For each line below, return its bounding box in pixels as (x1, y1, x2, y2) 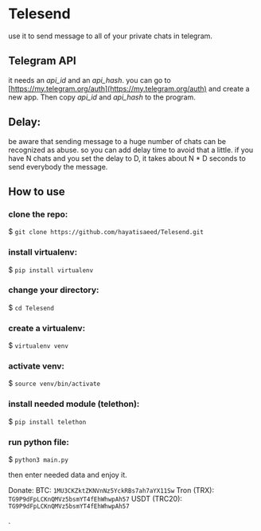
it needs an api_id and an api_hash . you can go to (8, 75, 171, 84)
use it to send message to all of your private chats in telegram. (8, 31, 213, 41)
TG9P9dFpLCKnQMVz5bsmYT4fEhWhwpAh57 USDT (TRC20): (8, 494, 183, 504)
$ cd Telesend (8, 303, 54, 312)
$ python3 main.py (8, 455, 69, 464)
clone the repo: (8, 209, 68, 220)
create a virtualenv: (8, 322, 86, 334)
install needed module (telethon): (8, 399, 140, 410)
